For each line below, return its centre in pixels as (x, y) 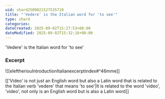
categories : (18, 24)
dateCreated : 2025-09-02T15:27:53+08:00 (48, 28)
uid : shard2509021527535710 (35, 10)
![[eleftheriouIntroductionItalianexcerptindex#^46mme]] (63, 71)
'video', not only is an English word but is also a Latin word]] (67, 91)
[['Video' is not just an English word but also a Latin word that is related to (81, 81)
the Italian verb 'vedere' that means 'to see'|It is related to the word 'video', (83, 86)
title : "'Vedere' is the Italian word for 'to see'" (61, 14)
